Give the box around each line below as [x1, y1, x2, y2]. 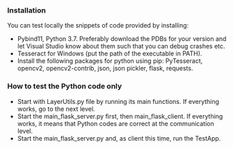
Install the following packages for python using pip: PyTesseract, [17, 57, 203, 65]
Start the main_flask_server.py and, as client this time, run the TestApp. [17, 134, 221, 142]
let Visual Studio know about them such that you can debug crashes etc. [17, 42, 225, 51]
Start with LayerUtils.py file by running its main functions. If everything [17, 97, 220, 105]
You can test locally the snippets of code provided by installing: [7, 21, 189, 30]
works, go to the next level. [17, 105, 95, 113]
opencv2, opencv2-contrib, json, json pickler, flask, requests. [17, 64, 193, 73]
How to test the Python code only [7, 82, 122, 91]
